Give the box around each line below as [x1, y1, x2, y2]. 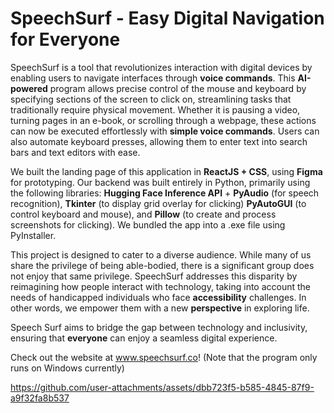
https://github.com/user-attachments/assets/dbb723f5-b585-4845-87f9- [10, 381, 315, 393]
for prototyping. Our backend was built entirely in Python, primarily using [10, 176, 311, 188]
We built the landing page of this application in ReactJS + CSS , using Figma [10, 165, 323, 177]
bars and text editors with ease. [10, 146, 141, 158]
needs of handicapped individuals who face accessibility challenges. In [10, 291, 307, 303]
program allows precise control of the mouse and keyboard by [49, 82, 307, 94]
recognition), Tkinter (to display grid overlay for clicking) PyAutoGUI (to [10, 197, 307, 209]
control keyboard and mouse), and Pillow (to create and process [10, 208, 277, 220]
